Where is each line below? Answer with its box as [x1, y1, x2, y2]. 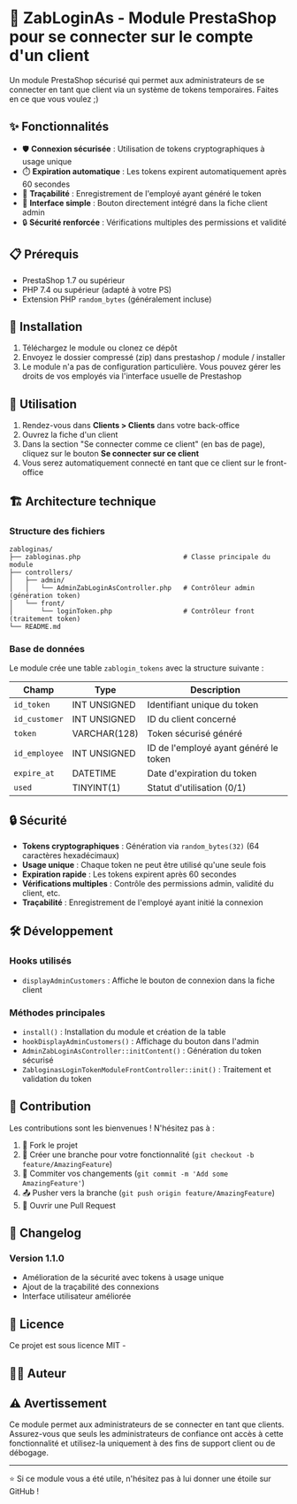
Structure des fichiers [9, 525, 106, 537]
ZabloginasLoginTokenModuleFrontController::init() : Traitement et [21, 1063, 271, 1074]
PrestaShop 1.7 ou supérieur [21, 274, 126, 286]
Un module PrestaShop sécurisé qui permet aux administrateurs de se [9, 74, 265, 85]
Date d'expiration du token [147, 767, 257, 779]
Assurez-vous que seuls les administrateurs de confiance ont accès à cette [9, 1429, 285, 1439]
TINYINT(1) [72, 782, 121, 794]
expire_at [13, 769, 55, 779]
